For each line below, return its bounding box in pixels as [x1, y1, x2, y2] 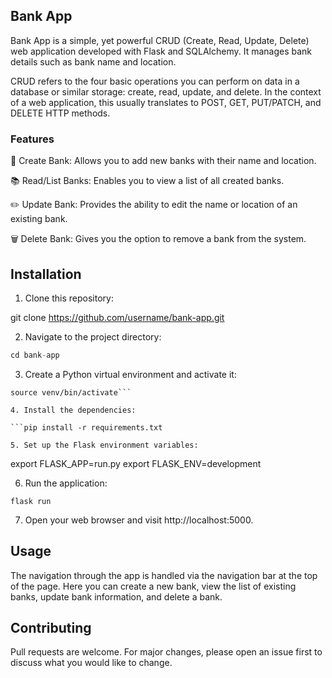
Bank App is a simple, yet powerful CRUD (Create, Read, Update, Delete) [10, 34, 310, 46]
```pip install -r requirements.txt [10, 422, 163, 433]
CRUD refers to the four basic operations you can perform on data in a [10, 75, 300, 87]
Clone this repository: [24, 292, 114, 304]
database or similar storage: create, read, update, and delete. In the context [10, 85, 322, 98]
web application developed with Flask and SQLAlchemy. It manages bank [10, 45, 313, 57]
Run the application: [24, 477, 108, 489]
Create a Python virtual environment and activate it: [24, 368, 237, 380]
